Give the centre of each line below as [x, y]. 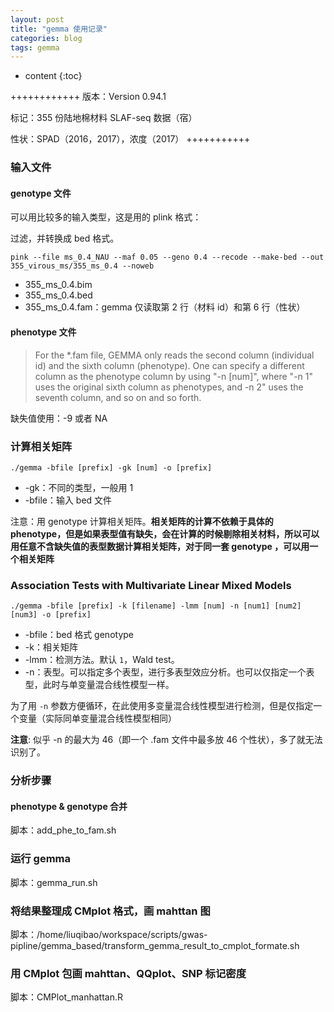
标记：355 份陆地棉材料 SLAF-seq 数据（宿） [104, 118]
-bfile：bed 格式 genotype [79, 635]
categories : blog [46, 38]
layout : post [37, 19]
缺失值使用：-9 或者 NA [59, 418]
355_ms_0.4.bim [58, 285]
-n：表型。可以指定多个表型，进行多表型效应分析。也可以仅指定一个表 [169, 672]
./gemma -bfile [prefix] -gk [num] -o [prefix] [111, 467]
